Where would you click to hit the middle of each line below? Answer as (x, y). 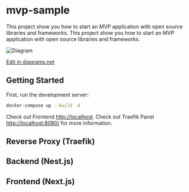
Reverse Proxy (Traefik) (51, 142)
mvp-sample (38, 10)
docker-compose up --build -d (43, 105)
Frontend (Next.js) (40, 181)
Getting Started (35, 80)
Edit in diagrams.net (30, 62)
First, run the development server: (48, 94)
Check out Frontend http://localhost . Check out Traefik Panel (80, 117)
